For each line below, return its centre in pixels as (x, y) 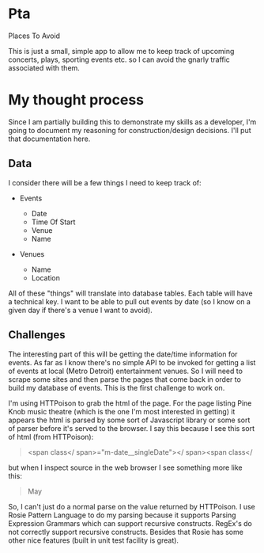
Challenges (37, 335)
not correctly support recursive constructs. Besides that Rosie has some (126, 532)
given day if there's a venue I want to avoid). (80, 310)
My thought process (76, 100)
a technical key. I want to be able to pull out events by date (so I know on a (130, 301)
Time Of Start (53, 222)
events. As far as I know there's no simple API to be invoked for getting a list (132, 362)
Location (46, 277)
